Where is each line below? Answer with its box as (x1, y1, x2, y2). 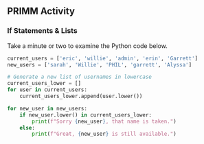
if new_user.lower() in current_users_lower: (19, 111, 152, 119)
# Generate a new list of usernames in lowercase (7, 73, 152, 81)
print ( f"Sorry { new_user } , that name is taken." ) (32, 118, 177, 125)
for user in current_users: (7, 86, 88, 93)
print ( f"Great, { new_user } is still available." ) (32, 130, 177, 138)
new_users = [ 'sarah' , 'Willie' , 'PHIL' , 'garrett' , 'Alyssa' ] (7, 61, 192, 68)
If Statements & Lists (7, 26, 78, 36)
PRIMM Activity (7, 5, 76, 17)
